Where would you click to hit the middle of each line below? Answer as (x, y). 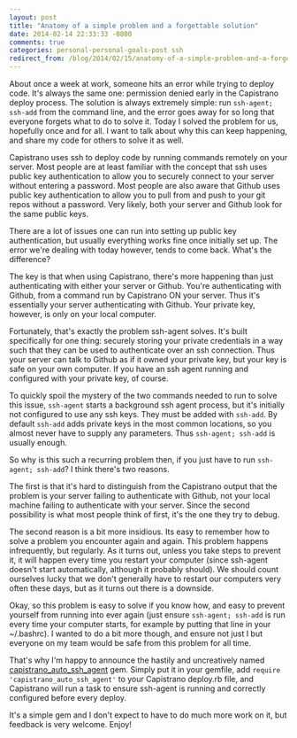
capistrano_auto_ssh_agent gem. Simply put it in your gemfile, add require (145, 669)
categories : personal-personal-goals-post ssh (96, 50)
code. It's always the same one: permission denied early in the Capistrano (144, 93)
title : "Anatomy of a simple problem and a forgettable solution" (134, 26)
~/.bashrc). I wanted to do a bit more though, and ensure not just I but (136, 633)
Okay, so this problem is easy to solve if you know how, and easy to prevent (147, 605)
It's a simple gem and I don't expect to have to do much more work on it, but (148, 715)
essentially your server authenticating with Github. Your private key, (133, 305)
